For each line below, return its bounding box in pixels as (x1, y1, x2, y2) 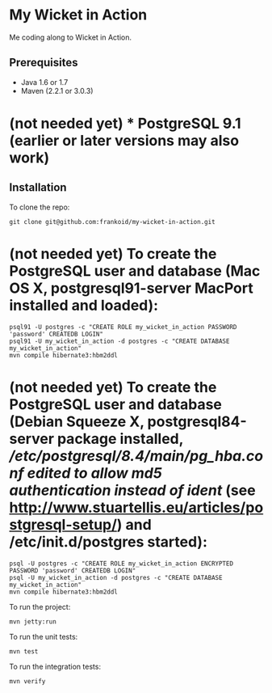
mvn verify (9, 677, 46, 685)
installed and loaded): (9, 296, 159, 315)
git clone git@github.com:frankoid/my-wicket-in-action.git (9, 218, 216, 226)
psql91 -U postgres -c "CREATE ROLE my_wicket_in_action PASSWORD (9, 323, 237, 331)
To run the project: (9, 602, 71, 611)
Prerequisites (9, 56, 78, 70)
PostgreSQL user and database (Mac (9, 261, 261, 280)
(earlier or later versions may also (9, 131, 240, 150)
